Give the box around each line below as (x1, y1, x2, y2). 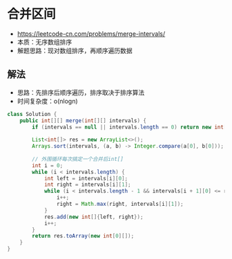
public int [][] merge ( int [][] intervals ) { (19, 117, 147, 124)
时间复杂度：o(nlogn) (17, 97, 78, 105)
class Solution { (7, 111, 57, 117)
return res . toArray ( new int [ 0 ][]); (32, 233, 135, 240)
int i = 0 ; (32, 162, 64, 169)
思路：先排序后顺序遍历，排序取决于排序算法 (17, 88, 145, 97)
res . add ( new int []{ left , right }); (43, 213, 144, 220)
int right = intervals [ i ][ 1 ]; (43, 181, 131, 189)
